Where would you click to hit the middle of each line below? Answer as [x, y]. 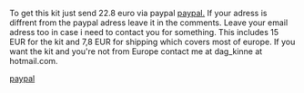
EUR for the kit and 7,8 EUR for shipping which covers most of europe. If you [152, 42]
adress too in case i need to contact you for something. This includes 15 [144, 32]
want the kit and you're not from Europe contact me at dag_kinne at [136, 51]
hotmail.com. [34, 61]
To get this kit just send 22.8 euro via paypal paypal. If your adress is [138, 13]
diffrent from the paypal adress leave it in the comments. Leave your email [149, 23]
